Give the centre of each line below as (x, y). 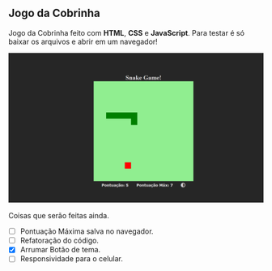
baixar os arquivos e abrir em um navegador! (83, 41)
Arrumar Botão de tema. (60, 250)
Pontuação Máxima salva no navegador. (87, 231)
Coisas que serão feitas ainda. (59, 216)
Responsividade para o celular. (72, 259)
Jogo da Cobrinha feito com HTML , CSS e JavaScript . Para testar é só (127, 32)
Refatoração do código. (59, 241)
